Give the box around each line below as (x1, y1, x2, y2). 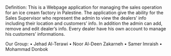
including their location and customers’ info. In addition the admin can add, (5, 20, 163, 26)
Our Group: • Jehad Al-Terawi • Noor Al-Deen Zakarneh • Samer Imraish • (5, 41, 162, 47)
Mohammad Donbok (5, 46, 48, 52)
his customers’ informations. (5, 31, 65, 37)
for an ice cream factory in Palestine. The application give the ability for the (5, 10, 164, 16)
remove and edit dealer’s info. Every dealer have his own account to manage (5, 26, 166, 32)
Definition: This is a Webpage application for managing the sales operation (5, 5, 162, 10)
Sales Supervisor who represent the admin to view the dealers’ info (5, 15, 146, 21)
